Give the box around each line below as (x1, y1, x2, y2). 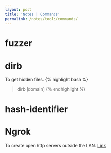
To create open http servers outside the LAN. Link (5, 142, 106, 148)
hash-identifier (5, 103, 68, 115)
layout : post (5, 7, 32, 12)
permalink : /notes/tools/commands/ (5, 16, 78, 21)
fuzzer (5, 38, 33, 49)
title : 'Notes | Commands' (5, 12, 60, 17)
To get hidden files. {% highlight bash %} (5, 76, 88, 82)
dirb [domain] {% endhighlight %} (17, 86, 86, 92)
